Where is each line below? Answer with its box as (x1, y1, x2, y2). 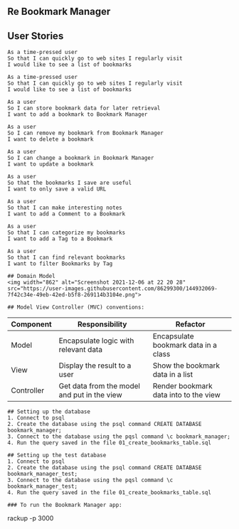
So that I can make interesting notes (7, 204, 122, 212)
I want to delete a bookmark (7, 136, 94, 143)
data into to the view (152, 390, 221, 400)
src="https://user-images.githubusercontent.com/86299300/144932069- (7, 285, 218, 292)
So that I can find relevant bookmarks (7, 254, 126, 262)
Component (11, 319, 52, 329)
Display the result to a (58, 360, 132, 370)
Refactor (175, 319, 206, 329)
